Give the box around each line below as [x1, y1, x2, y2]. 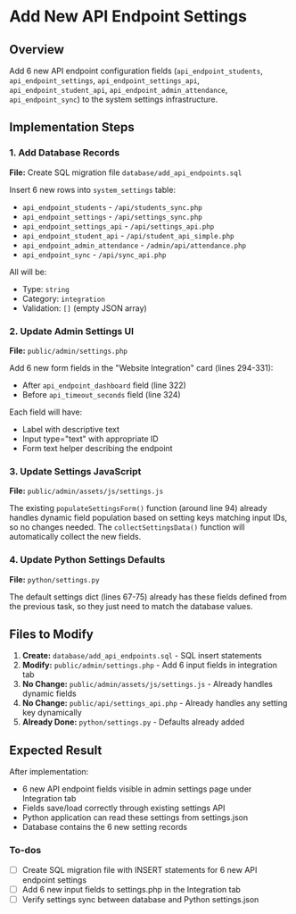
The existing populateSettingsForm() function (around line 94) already [9, 503, 267, 514]
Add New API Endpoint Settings [9, 6, 248, 27]
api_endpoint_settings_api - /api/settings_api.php [21, 221, 215, 231]
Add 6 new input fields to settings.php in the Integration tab [21, 884, 241, 894]
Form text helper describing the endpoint [21, 442, 173, 453]
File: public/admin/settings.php [9, 345, 127, 356]
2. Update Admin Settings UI [9, 324, 135, 337]
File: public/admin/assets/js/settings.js [9, 485, 164, 497]
